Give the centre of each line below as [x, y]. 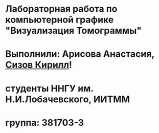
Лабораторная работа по [61, 9]
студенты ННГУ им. [49, 88]
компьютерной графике [60, 20]
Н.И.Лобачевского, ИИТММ [68, 99]
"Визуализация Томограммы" [74, 31]
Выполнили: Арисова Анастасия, [80, 54]
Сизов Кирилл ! [39, 65]
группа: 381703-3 [45, 123]
